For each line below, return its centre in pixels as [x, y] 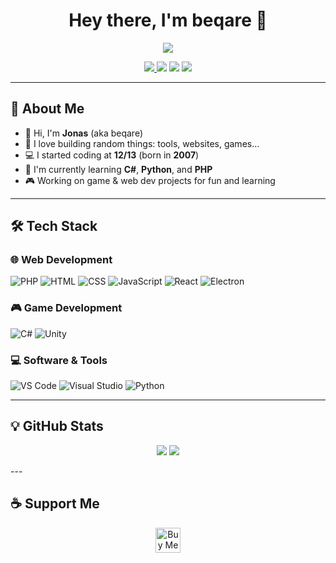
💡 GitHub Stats [57, 426]
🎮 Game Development [66, 308]
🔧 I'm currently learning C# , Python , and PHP [118, 169]
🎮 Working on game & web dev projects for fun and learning [150, 180]
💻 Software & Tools [59, 360]
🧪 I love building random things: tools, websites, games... [142, 143]
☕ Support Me [55, 504]
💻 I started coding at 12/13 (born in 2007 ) [112, 155]
